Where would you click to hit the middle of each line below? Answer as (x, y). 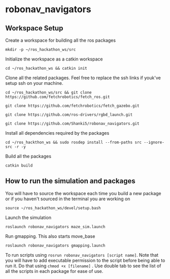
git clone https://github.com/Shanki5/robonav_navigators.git (72, 123)
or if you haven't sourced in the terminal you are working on (68, 199)
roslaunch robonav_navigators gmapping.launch (55, 245)
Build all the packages (28, 156)
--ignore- (154, 142)
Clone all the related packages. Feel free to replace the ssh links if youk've (83, 78)
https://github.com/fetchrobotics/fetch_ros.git (58, 97)
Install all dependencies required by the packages (57, 133)
